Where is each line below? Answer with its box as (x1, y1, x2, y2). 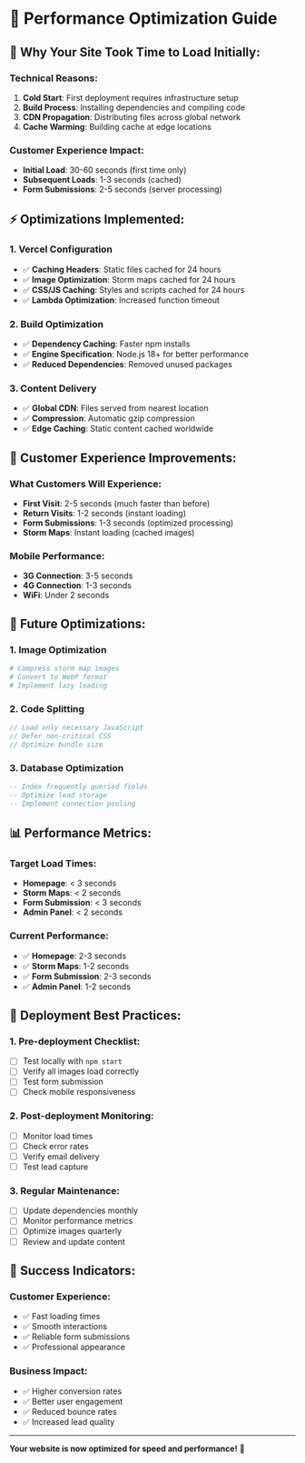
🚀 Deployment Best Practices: (9, 1007, 182, 1023)
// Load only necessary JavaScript (9, 723, 144, 733)
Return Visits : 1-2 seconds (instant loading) (22, 508, 186, 519)
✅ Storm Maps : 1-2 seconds (22, 960, 130, 971)
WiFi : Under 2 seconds (22, 590, 110, 601)
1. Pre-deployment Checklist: (9, 1035, 141, 1047)
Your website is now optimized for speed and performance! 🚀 (9, 1443, 245, 1454)
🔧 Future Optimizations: (9, 616, 146, 631)
